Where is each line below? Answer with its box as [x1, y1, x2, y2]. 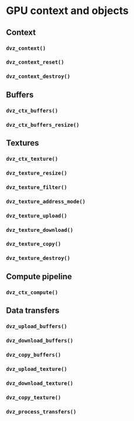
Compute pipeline [6, 272, 72, 281]
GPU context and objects [6, 4, 129, 18]
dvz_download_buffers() [6, 337, 74, 344]
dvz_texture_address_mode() [6, 198, 86, 205]
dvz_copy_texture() [6, 394, 61, 401]
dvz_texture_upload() [6, 212, 68, 219]
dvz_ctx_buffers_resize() [6, 121, 80, 128]
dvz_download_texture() [6, 380, 74, 387]
